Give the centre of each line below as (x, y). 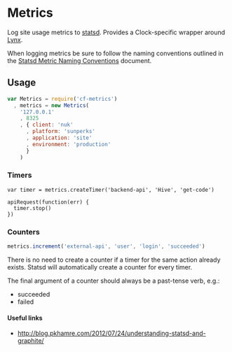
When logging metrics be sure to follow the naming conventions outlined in (116, 53)
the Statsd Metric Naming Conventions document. (80, 60)
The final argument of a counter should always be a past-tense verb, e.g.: (114, 281)
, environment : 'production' (68, 144)
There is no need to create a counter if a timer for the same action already (114, 260)
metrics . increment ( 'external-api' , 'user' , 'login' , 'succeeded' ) (106, 246)
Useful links (25, 318)
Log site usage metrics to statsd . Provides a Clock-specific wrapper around (116, 32)
